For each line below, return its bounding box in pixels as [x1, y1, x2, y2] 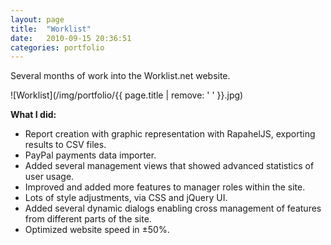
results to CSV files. [24, 139, 107, 151]
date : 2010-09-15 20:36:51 [10, 33, 132, 43]
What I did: [10, 109, 57, 121]
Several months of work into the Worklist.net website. [10, 70, 231, 82]
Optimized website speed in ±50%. [24, 224, 170, 236]
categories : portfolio [10, 42, 105, 53]
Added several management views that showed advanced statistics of [24, 160, 315, 172]
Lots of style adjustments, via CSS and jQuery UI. [24, 192, 228, 204]
